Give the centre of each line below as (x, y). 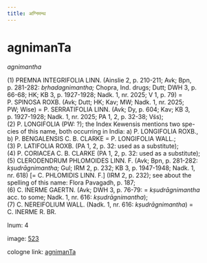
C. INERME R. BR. (32, 211)
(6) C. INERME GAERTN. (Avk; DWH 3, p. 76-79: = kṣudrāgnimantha (104, 189)
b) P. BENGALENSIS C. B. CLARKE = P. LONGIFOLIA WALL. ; (91, 138)
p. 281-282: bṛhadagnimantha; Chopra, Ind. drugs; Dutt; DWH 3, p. (102, 87)
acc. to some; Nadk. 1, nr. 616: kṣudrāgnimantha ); (77, 197)
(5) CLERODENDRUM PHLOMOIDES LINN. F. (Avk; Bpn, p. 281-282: (102, 160)
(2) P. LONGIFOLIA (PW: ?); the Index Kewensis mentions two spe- (101, 124)
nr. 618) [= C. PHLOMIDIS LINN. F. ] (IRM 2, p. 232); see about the (99, 175)
